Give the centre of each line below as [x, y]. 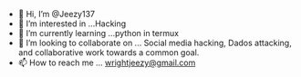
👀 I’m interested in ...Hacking [72, 24]
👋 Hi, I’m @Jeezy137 [57, 14]
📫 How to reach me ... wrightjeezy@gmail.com [107, 63]
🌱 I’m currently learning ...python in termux [99, 33]
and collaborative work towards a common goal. [109, 53]
